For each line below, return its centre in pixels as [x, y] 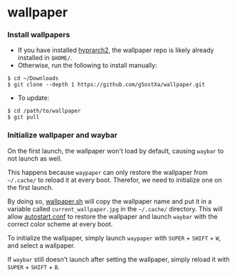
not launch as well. [35, 158]
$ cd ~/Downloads [33, 79]
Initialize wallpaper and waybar [62, 135]
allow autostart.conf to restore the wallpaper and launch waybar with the [113, 216]
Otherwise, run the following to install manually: [88, 66]
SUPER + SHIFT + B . [34, 267]
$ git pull [23, 117]
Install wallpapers [39, 35]
